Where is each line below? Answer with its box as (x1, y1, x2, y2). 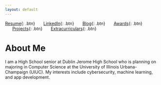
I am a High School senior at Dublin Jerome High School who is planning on (5, 59, 157, 65)
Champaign (5, 69, 28, 75)
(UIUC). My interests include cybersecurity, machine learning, (29, 69, 153, 75)
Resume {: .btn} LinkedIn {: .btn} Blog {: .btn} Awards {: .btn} (5, 20, 143, 26)
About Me (5, 42, 46, 53)
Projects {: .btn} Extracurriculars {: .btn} (12, 25, 97, 32)
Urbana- (120, 64, 137, 69)
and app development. (5, 74, 50, 80)
